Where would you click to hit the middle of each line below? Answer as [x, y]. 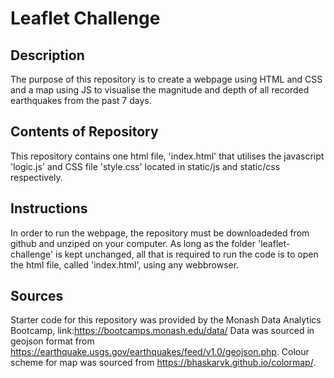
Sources [37, 296]
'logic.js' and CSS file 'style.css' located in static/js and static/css [145, 166]
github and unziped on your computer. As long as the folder [133, 243]
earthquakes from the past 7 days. [81, 100]
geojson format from [52, 341]
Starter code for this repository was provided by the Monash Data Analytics [166, 320]
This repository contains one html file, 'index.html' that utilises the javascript [167, 156]
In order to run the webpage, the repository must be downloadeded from [160, 233]
